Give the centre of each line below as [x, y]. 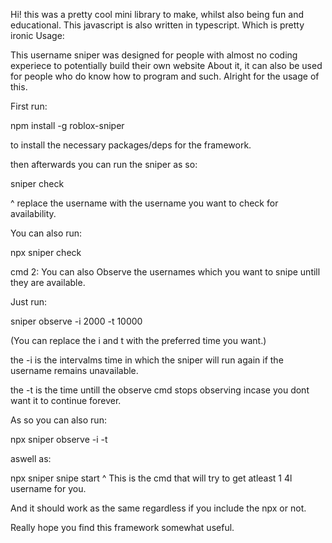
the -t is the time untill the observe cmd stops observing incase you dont [160, 390]
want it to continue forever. [66, 400]
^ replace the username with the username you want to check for [144, 203]
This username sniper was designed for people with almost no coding [154, 55]
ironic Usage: [37, 35]
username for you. [48, 488]
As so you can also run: [58, 420]
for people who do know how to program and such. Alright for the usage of [165, 76]
